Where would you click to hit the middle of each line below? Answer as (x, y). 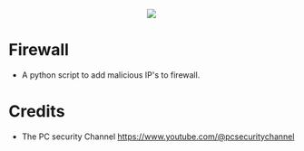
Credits (37, 112)
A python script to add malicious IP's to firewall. (111, 75)
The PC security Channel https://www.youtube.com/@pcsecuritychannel (158, 137)
